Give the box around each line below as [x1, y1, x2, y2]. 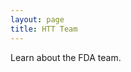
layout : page [10, 14, 65, 25]
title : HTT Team [10, 24, 78, 34]
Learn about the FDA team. [10, 51, 122, 63]
